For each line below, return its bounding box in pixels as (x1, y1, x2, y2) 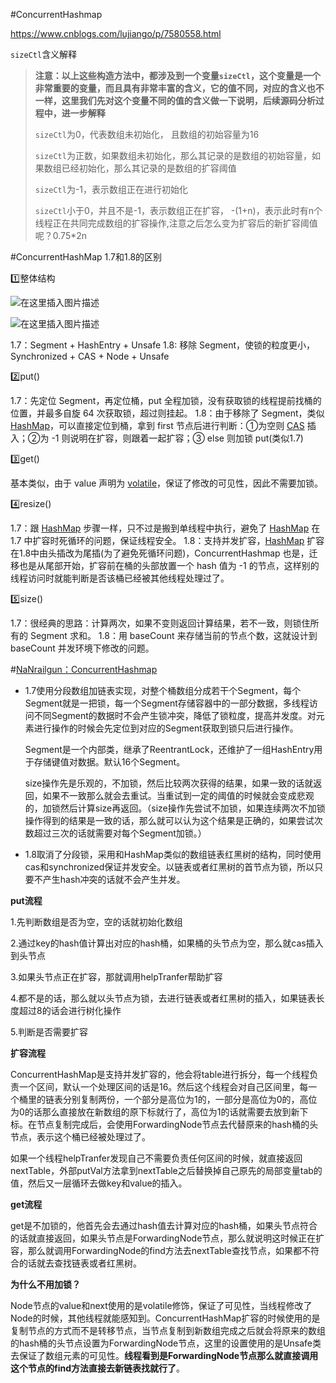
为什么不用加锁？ (10, 1279, 81, 1290)
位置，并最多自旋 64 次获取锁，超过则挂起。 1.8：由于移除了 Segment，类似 (10, 407, 325, 419)
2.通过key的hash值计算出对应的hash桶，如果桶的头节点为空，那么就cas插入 (10, 937, 324, 949)
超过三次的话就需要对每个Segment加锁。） (33, 827, 207, 839)
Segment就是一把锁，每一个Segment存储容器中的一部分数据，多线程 (24, 697, 310, 709)
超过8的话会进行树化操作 (18, 1005, 122, 1016)
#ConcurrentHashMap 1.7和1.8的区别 (10, 251, 163, 263)
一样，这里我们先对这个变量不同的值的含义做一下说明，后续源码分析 (34, 95, 316, 106)
